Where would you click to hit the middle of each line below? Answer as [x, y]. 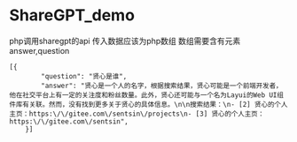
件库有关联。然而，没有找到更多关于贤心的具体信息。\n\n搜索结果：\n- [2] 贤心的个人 [148, 104]
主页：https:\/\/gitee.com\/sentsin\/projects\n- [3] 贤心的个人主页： [137, 114]
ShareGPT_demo [72, 15]
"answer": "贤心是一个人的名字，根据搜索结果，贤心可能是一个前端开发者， [162, 86]
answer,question [39, 50]
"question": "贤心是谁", [84, 76]
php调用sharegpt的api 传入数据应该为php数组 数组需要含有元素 [125, 41]
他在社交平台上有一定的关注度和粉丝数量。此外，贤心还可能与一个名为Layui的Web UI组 [146, 95]
